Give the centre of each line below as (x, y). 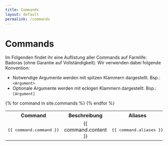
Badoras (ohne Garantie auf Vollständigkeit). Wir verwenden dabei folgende (83, 63)
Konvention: (17, 68)
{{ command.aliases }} (137, 130)
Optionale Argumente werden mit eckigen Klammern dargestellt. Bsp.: (84, 88)
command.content (85, 130)
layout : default (22, 14)
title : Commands (22, 10)
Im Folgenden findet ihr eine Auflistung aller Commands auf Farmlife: (76, 57)
